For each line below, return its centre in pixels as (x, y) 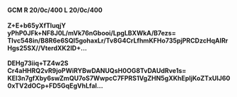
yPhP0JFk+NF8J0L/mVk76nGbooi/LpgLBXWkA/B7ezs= (92, 33)
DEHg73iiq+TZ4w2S (38, 63)
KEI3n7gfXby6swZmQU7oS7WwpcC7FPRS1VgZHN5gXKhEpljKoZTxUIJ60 (119, 79)
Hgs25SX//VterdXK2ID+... (47, 48)
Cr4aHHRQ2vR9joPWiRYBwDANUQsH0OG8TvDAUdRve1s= (97, 71)
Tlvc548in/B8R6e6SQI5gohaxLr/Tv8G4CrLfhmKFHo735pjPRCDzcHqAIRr (118, 41)
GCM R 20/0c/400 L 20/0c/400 (55, 10)
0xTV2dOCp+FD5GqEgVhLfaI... (56, 86)
